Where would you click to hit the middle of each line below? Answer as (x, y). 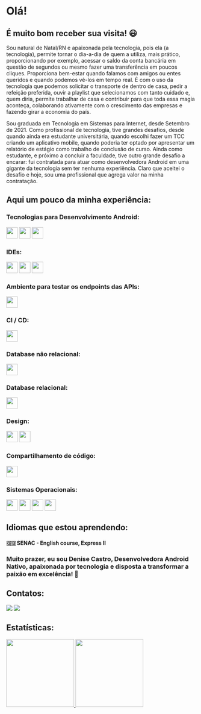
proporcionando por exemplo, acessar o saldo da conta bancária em (91, 61)
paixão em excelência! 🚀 (42, 574)
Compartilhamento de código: (51, 456)
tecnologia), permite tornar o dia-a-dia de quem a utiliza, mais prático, (93, 54)
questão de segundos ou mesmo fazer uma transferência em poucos (92, 67)
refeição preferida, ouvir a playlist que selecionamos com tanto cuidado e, (98, 92)
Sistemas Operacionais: (42, 489)
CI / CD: (18, 321)
